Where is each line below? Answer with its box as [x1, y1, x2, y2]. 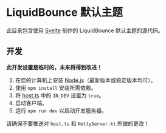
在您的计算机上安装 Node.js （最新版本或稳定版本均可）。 [15, 77, 156, 84]
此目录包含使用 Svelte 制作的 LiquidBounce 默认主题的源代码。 [6, 27, 164, 34]
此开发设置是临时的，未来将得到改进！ [6, 63, 102, 70]
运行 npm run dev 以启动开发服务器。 [15, 107, 108, 114]
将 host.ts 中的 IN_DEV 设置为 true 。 [15, 92, 105, 99]
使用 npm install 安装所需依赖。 [15, 84, 97, 91]
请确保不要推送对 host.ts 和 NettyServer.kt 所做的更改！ [6, 120, 150, 127]
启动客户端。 [15, 99, 47, 106]
